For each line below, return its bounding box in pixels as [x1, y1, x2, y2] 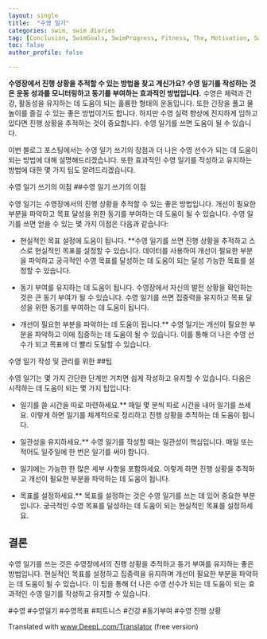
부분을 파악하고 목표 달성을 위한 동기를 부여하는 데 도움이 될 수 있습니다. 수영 [8, 209, 246, 218]
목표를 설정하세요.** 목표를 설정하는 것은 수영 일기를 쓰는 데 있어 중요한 [19, 491, 241, 500]
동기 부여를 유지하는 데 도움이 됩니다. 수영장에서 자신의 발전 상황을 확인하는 [19, 283, 253, 292]
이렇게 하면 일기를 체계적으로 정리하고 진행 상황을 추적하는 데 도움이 [30, 410, 241, 419]
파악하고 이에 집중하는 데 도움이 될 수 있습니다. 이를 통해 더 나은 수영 [34, 330, 246, 339]
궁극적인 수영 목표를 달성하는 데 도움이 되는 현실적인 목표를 [43, 501, 226, 510]
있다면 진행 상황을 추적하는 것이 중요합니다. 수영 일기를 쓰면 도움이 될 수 [8, 119, 230, 127]
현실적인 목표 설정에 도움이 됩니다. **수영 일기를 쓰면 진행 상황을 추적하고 [19, 236, 248, 245]
